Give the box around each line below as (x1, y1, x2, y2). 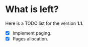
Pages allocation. (12, 36, 49, 41)
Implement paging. (12, 30, 52, 36)
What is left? (5, 4, 59, 15)
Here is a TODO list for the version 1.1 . (5, 20, 84, 26)
